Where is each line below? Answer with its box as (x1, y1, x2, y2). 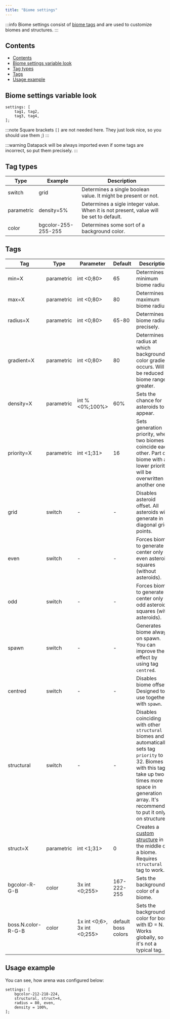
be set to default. (81, 213, 122, 220)
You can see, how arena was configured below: (5, 977, 105, 983)
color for (136, 914, 157, 922)
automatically (136, 739, 168, 746)
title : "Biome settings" (5, 7, 58, 13)
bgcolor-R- (8, 881, 36, 888)
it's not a (136, 940, 157, 947)
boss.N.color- (8, 921, 41, 928)
